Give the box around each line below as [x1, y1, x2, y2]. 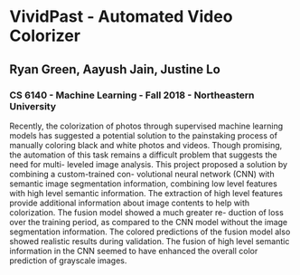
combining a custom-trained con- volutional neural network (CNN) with [9, 168, 275, 179]
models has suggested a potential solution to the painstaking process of [9, 129, 278, 141]
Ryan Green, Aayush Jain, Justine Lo [9, 62, 221, 77]
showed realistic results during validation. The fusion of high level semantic [9, 235, 290, 246]
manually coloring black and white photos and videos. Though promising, [9, 139, 283, 150]
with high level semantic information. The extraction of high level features [9, 187, 283, 198]
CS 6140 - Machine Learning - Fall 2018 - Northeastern [9, 89, 255, 101]
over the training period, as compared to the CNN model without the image [9, 216, 288, 227]
